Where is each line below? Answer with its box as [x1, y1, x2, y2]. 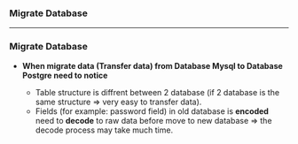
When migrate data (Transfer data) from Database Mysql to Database [21, 60, 284, 71]
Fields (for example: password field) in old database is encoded [35, 105, 269, 117]
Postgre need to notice [21, 70, 108, 80]
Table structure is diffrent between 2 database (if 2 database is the [35, 87, 280, 97]
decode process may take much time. [35, 125, 174, 135]
